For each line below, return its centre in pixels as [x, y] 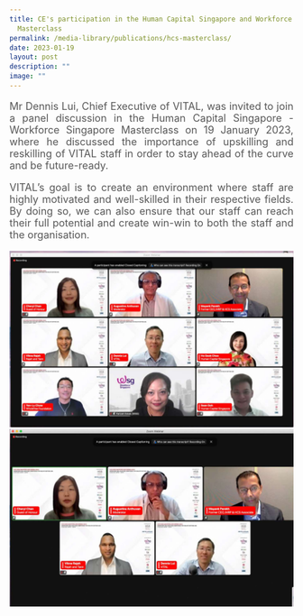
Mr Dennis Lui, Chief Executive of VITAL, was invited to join [151, 106]
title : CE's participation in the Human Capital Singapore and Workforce [151, 19]
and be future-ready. [59, 165]
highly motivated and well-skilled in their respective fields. [151, 199]
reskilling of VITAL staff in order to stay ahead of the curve [151, 153]
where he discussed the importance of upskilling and [151, 142]
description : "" [40, 67]
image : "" [28, 77]
